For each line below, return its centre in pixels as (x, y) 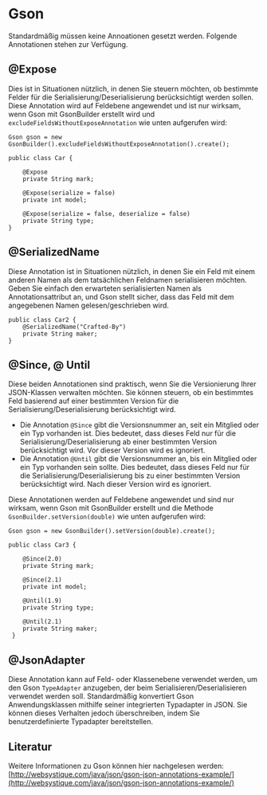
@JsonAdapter (47, 660)
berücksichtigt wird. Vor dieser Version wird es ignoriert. (112, 450)
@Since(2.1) (42, 580)
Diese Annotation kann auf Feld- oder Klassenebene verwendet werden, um (133, 679)
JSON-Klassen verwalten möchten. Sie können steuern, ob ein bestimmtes (131, 393)
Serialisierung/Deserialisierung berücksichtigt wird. (92, 409)
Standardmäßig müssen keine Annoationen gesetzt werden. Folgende (123, 36)
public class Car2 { (43, 319)
